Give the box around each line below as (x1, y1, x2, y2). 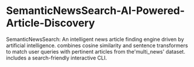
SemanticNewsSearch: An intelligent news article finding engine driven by (6, 36, 184, 43)
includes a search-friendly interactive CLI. (6, 54, 107, 61)
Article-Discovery (6, 16, 95, 30)
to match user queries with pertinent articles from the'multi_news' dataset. (6, 48, 186, 55)
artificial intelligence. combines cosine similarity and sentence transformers (6, 42, 188, 49)
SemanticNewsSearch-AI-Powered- (6, 4, 185, 17)
